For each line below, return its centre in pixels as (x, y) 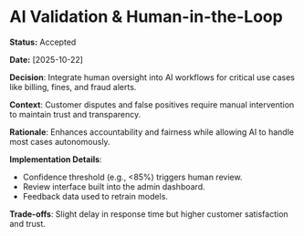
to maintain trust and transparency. (75, 114)
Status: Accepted (43, 42)
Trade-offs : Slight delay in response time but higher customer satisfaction (149, 214)
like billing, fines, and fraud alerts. (73, 87)
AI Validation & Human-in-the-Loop (146, 17)
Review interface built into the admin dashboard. (114, 186)
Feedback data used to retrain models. (95, 196)
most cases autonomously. (60, 141)
